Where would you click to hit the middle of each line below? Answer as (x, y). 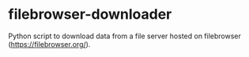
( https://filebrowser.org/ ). (49, 44)
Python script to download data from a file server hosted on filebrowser (124, 36)
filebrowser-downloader (90, 14)
